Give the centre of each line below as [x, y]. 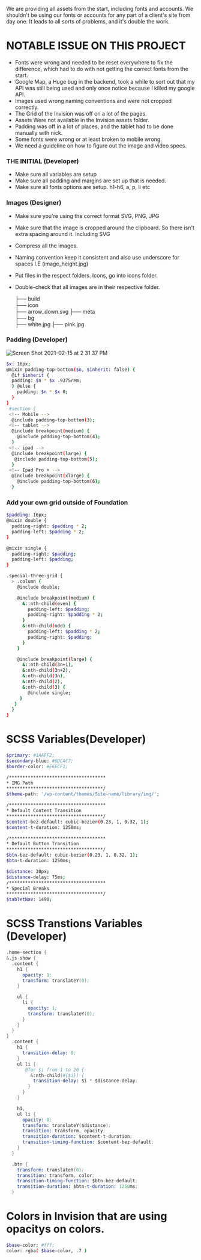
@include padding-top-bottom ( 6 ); [59, 482]
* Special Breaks [28, 888]
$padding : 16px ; [26, 515]
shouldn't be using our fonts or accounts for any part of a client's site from [98, 15]
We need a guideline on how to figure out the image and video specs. [101, 145]
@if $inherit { [31, 375]
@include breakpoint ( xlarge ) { [51, 476]
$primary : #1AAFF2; [31, 756]
